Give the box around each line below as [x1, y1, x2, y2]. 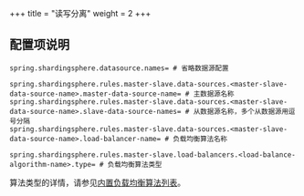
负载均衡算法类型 [107, 160, 162, 169]
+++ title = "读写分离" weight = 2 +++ [9, 8, 152, 18]
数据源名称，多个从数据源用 [200, 107, 289, 116]
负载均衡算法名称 [173, 134, 228, 143]
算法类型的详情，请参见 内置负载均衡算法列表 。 [9, 177, 185, 188]
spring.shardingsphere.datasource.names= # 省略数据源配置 [9, 63, 229, 73]
